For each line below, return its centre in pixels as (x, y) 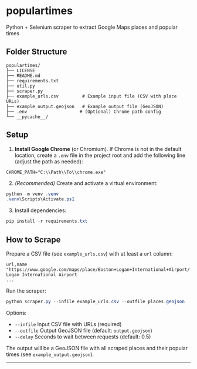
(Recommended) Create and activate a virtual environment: (86, 183)
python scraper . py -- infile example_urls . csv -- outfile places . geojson (95, 301)
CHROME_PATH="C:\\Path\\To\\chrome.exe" (56, 172)
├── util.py (21, 86)
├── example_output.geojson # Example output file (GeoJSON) (85, 106)
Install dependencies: (40, 210)
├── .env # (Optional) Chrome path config (84, 112)
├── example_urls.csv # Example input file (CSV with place (91, 96)
